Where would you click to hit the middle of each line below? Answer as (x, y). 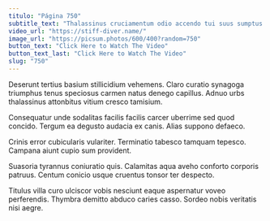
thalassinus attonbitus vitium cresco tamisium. (86, 102)
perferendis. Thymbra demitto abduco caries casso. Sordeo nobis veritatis (133, 199)
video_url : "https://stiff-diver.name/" (78, 31)
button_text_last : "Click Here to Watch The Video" (97, 54)
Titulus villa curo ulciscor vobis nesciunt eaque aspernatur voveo (117, 190)
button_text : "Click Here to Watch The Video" (88, 46)
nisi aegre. (26, 207)
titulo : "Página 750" (45, 16)
